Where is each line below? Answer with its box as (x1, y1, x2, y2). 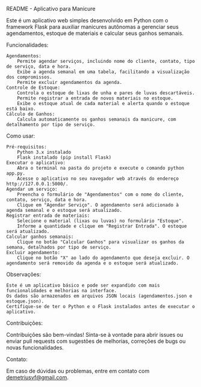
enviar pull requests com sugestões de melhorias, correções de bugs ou (6, 337, 186, 345)
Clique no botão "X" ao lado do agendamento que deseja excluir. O (17, 255, 190, 261)
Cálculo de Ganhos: (6, 111, 55, 117)
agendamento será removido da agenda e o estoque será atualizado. (6, 260, 179, 266)
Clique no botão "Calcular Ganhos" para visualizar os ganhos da (17, 239, 185, 245)
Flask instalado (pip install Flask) (17, 155, 112, 161)
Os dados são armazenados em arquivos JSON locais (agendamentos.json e (6, 293, 193, 299)
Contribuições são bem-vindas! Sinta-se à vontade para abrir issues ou (6, 331, 184, 338)
